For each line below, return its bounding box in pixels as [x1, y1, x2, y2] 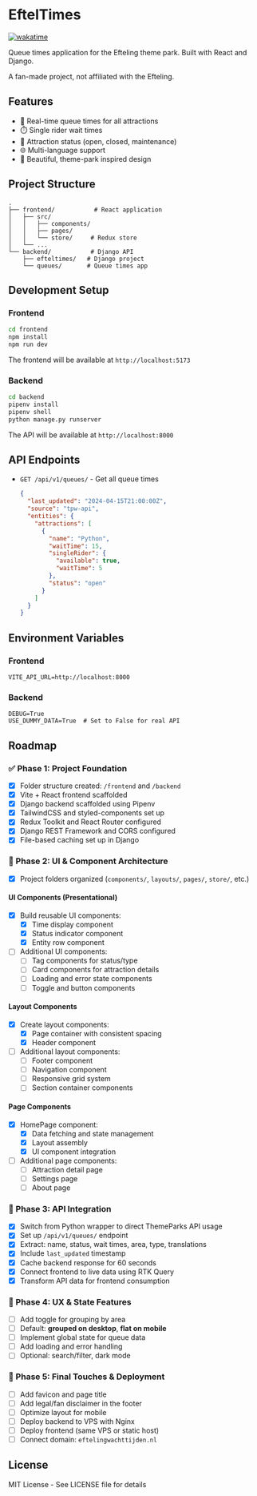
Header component [31, 1037, 96, 1047]
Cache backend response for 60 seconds [19, 1257, 157, 1267]
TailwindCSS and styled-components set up [19, 808, 165, 818]
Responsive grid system [31, 1074, 112, 1084]
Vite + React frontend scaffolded [19, 790, 128, 800]
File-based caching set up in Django [19, 835, 140, 845]
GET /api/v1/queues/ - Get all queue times [19, 474, 160, 484]
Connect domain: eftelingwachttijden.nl [19, 1434, 157, 1444]
